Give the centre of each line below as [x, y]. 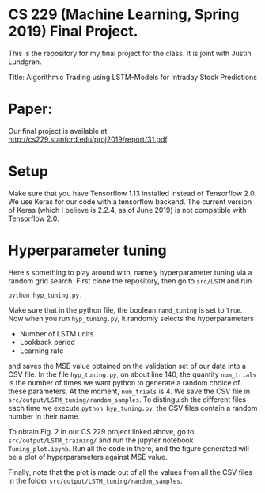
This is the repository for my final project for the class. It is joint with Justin [130, 53]
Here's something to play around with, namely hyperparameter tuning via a [130, 272]
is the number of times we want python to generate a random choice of [124, 382]
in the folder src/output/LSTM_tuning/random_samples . [95, 480]
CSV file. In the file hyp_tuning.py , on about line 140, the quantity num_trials [132, 374]
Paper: [30, 109]
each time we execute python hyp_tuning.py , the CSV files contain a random [133, 408]
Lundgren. [25, 62]
